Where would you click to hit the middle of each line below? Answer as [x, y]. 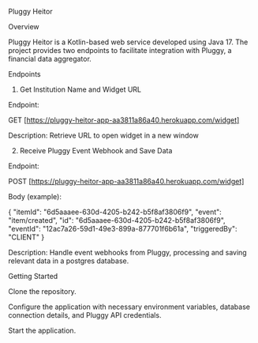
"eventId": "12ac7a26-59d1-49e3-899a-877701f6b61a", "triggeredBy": [123, 229]
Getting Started [33, 276]
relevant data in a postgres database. [69, 261]
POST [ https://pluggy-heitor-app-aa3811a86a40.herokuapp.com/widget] [126, 181]
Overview [24, 26]
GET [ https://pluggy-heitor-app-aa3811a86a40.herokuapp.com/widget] [124, 120]
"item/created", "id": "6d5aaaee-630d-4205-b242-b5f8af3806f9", [117, 220]
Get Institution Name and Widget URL [80, 89]
